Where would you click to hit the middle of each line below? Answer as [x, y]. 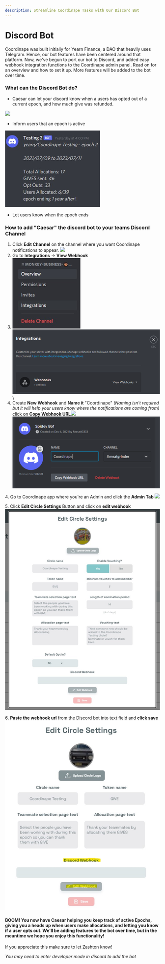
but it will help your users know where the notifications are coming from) [86, 408]
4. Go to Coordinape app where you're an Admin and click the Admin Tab [79, 497]
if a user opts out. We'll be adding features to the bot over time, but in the [81, 931]
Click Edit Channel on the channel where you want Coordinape [76, 244]
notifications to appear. [36, 250]
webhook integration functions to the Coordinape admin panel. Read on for [81, 65]
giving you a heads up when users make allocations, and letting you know [82, 925]
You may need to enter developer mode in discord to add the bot [71, 956]
